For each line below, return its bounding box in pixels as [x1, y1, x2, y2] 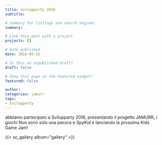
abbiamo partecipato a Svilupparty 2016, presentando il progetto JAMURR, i [5, 114, 158, 120]
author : [5, 87, 21, 92]
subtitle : [5, 12, 25, 17]
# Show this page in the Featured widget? [5, 74, 93, 79]
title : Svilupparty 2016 [5, 7, 56, 12]
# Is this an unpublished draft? [5, 61, 73, 65]
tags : [5, 96, 16, 102]
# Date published [5, 47, 40, 52]
